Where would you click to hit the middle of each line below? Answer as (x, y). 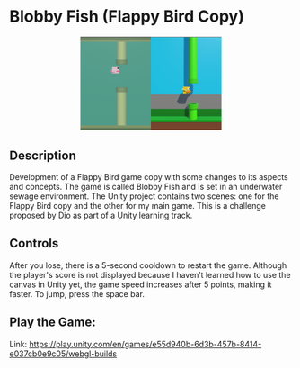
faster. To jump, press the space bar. (77, 293)
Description (43, 155)
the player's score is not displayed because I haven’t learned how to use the (150, 274)
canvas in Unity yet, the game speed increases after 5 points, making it (141, 284)
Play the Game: (53, 323)
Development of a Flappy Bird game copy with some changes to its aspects (149, 177)
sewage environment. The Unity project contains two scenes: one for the (144, 196)
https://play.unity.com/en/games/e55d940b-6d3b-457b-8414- (146, 344)
